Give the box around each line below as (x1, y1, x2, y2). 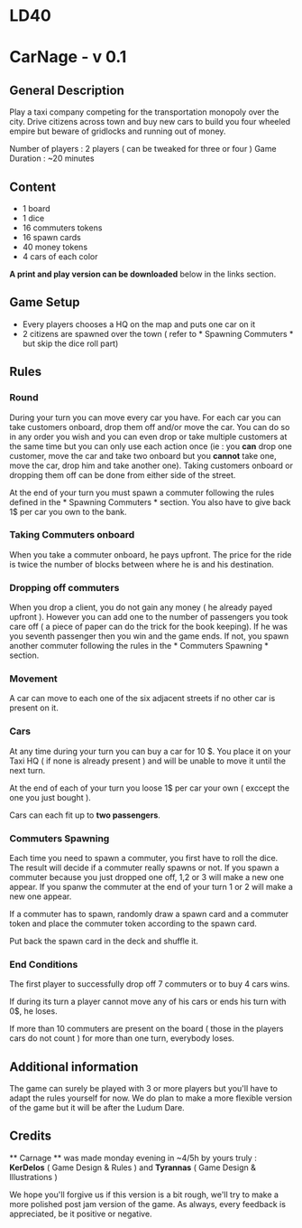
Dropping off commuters (9, 581, 120, 594)
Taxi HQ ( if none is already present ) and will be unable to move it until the (9, 755, 287, 766)
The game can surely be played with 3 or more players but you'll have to (9, 1083, 278, 1094)
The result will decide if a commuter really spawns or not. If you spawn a (9, 862, 279, 873)
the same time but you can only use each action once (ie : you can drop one (9, 440, 293, 452)
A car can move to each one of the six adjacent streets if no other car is (9, 693, 276, 704)
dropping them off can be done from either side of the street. (9, 469, 236, 480)
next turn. (9, 764, 46, 775)
